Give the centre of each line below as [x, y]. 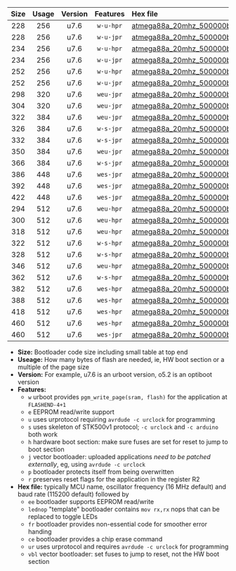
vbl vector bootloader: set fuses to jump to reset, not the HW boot [124, 554]
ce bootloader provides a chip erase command [95, 539]
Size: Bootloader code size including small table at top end [103, 352]
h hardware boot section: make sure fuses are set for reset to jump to [128, 442]
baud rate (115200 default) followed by [73, 494]
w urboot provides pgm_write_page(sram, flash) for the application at [127, 397]
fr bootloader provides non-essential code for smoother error [117, 524]
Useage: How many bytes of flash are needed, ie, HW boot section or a [121, 359]
